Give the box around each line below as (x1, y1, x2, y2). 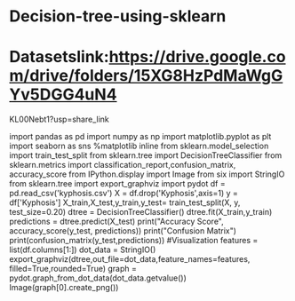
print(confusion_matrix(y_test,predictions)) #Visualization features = (9, 235, 259, 246)
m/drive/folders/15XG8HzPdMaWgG (9, 66, 283, 86)
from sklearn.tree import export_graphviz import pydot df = (9, 178, 226, 189)
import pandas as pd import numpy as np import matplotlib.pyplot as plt (9, 131, 272, 142)
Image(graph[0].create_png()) (9, 282, 119, 293)
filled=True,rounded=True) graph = (9, 264, 138, 274)
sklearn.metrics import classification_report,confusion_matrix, (9, 160, 236, 170)
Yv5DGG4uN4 (9, 84, 117, 105)
